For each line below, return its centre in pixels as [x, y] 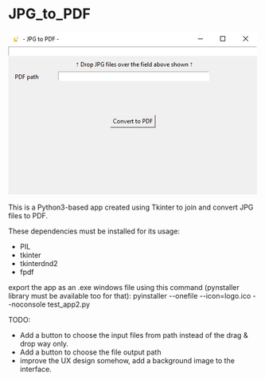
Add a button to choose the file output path [90, 352]
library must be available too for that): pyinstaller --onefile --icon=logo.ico [130, 296]
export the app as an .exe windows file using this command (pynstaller [124, 287]
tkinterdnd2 [39, 263]
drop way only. [44, 343]
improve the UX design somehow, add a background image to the [127, 360]
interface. [35, 369]
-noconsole [27, 304]
